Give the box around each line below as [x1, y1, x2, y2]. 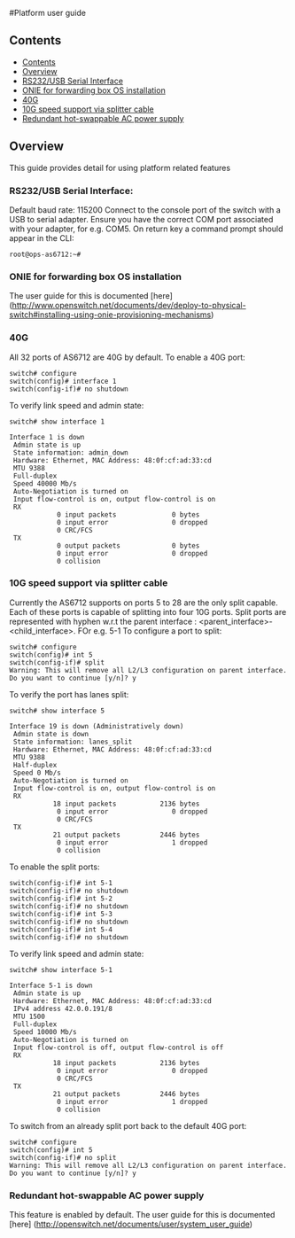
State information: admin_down [12, 448, 128, 457]
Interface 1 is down [9, 432, 86, 441]
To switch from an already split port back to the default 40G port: [9, 1120, 247, 1131]
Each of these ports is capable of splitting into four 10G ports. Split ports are [9, 606, 287, 617]
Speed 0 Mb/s [12, 768, 62, 777]
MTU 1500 [12, 1012, 46, 1021]
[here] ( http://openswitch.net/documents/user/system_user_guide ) [9, 1219, 253, 1230]
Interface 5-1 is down [9, 981, 93, 990]
